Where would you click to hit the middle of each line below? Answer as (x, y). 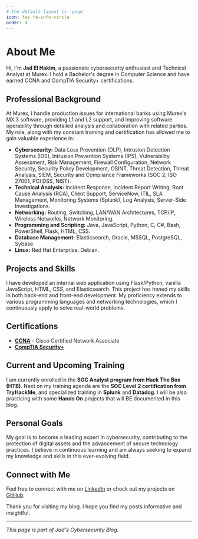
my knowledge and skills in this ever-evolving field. (68, 456)
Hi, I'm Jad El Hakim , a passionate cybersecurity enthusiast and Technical (96, 68)
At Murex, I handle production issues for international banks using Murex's (96, 113)
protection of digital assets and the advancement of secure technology (92, 443)
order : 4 (17, 22)
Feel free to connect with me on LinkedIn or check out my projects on (90, 489)
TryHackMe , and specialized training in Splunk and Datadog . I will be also (97, 392)
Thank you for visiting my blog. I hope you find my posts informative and (94, 507)
